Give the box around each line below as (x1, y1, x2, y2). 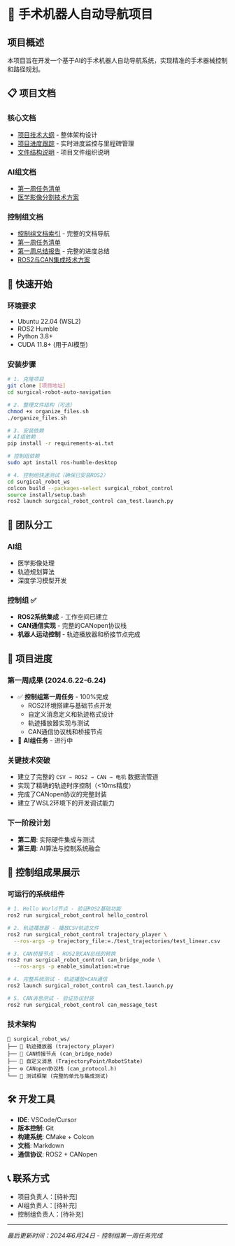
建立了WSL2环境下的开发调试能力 (17, 799, 115, 808)
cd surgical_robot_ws (7, 478, 71, 485)
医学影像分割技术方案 (17, 193, 79, 201)
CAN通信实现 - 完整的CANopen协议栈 (17, 622, 127, 630)
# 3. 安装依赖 (7, 427, 44, 434)
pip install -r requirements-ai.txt (7, 440, 114, 447)
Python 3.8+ (17, 331, 54, 340)
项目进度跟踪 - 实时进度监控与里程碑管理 (17, 139, 135, 148)
